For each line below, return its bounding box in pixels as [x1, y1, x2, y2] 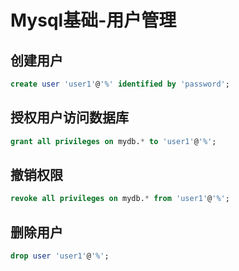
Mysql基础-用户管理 [10, 9, 177, 32]
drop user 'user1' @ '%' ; [10, 251, 110, 261]
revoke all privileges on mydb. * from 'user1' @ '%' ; [10, 194, 230, 204]
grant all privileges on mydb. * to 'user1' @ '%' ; [10, 136, 217, 146]
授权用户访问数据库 [10, 109, 129, 126]
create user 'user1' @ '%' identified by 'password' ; [10, 79, 230, 89]
